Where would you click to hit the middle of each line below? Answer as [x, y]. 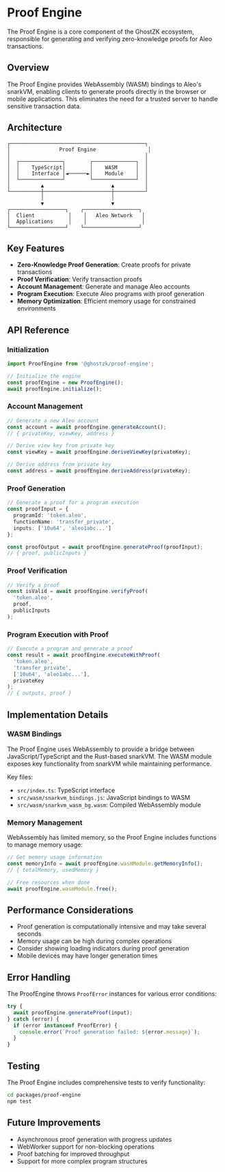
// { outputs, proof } [39, 694]
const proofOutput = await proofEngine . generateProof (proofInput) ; [105, 547]
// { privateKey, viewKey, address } [61, 433]
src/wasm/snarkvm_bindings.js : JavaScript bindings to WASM [103, 797]
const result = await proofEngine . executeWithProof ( [84, 655]
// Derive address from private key [59, 465]
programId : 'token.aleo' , [50, 515]
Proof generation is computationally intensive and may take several [111, 927]
